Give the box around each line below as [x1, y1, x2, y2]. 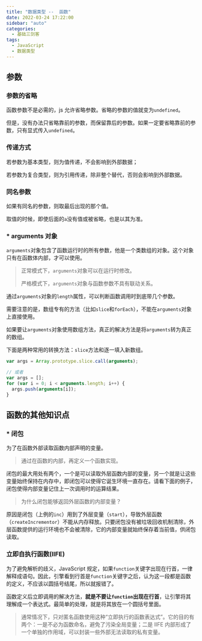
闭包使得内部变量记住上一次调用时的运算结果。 [6, 485, 122, 493]
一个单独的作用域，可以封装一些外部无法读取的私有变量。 [20, 628, 164, 636]
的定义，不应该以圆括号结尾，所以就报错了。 [6, 580, 117, 587]
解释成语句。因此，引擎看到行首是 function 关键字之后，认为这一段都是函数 [6, 572, 191, 579]
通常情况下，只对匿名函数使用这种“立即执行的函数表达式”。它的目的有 [20, 613, 195, 620]
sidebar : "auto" [6, 20, 47, 26]
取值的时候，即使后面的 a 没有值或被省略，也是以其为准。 [6, 215, 146, 223]
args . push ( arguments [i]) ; [11, 386, 77, 392]
